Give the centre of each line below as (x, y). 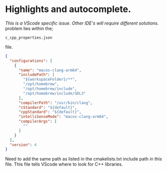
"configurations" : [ (31, 61)
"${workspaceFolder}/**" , (50, 79)
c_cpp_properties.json (29, 38)
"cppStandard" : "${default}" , (50, 112)
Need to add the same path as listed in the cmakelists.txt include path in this (84, 159)
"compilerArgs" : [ (37, 121)
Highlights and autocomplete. (68, 9)
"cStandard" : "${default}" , (48, 107)
